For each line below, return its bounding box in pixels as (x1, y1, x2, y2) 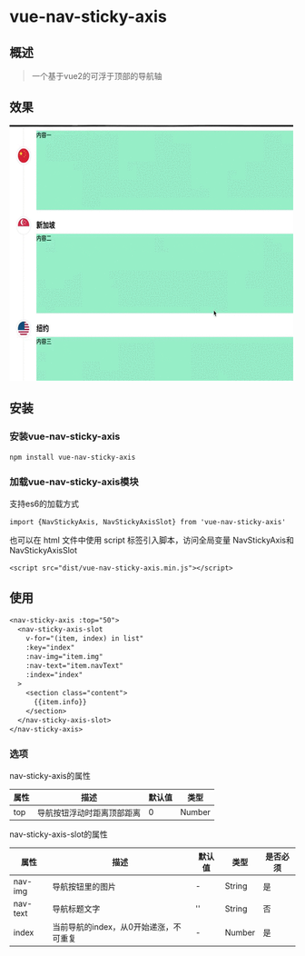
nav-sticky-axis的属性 (9, 770, 91, 781)
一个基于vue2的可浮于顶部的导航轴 (31, 71, 162, 81)
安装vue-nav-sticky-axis (9, 430, 121, 443)
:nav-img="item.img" (25, 652, 103, 662)
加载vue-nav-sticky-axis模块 (9, 475, 139, 488)
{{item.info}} (33, 698, 88, 707)
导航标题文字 (52, 903, 101, 914)
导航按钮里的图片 (52, 881, 116, 891)
